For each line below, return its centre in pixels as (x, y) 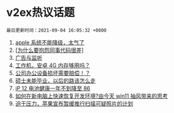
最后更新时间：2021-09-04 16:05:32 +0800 (56, 30)
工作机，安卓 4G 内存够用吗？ (53, 65)
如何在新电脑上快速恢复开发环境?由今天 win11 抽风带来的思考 (91, 96)
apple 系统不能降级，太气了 (50, 42)
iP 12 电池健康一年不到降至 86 (53, 88)
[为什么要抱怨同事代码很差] (49, 50)
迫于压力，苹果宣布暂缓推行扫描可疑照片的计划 (74, 103)
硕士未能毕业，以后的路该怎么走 (55, 81)
